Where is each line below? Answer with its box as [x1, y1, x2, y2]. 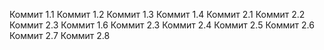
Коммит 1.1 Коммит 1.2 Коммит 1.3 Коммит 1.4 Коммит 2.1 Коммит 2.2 [9, 9, 306, 20]
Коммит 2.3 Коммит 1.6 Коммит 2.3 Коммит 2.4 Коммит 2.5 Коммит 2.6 [9, 19, 315, 31]
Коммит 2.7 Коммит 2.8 [9, 30, 111, 41]
